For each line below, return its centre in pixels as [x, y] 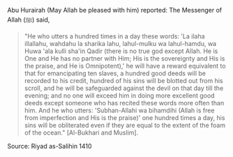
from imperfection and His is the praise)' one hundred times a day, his [125, 118]
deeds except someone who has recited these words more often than [124, 103]
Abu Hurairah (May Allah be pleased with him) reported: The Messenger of [114, 10]
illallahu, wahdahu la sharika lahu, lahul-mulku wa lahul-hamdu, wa [120, 44]
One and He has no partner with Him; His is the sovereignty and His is [125, 58]
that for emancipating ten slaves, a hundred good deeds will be [115, 73]
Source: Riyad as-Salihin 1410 [50, 146]
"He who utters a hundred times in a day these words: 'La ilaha [114, 36]
